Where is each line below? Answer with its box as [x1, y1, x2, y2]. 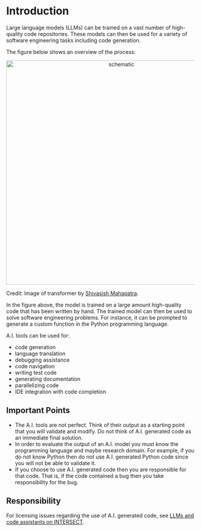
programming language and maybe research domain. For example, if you [14, 447, 194, 454]
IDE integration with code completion [14, 388, 106, 395]
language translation [14, 350, 66, 357]
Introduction [6, 4, 69, 18]
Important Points [6, 405, 71, 415]
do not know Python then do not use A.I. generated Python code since [14, 453, 188, 460]
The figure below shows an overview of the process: [6, 48, 136, 55]
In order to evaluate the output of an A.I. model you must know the [14, 440, 179, 447]
